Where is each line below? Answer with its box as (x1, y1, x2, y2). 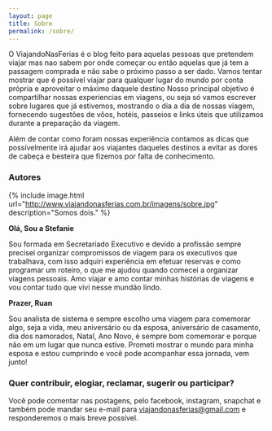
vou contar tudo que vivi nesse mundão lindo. (8, 282, 162, 292)
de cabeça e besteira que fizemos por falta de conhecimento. (8, 151, 216, 161)
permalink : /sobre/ (8, 27, 75, 35)
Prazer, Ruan (8, 298, 53, 307)
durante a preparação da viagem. (8, 119, 121, 128)
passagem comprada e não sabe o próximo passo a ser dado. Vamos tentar (8, 67, 263, 76)
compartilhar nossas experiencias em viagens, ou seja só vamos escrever (8, 93, 257, 102)
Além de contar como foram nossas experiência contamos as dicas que (8, 134, 249, 144)
